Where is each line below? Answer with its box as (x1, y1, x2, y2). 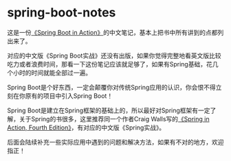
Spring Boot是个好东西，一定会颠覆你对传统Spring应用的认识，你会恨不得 (7, 83, 216, 91)
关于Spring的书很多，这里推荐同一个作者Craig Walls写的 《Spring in (19, 114, 210, 123)
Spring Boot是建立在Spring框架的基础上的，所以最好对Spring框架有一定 (7, 106, 211, 114)
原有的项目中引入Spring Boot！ (25, 91, 113, 100)
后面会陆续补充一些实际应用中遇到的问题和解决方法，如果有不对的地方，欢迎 (7, 138, 224, 146)
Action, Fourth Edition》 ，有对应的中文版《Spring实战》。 (7, 123, 166, 132)
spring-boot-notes (7, 5, 116, 21)
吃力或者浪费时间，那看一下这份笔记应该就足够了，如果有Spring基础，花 (7, 60, 213, 68)
